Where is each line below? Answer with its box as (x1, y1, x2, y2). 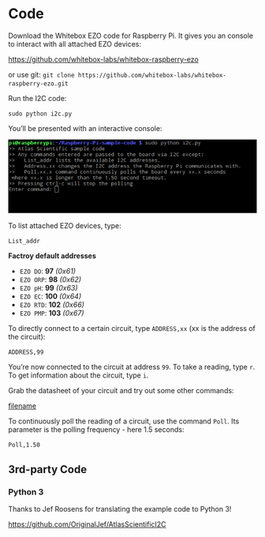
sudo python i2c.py (8, 110, 73, 118)
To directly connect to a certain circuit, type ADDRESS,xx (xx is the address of (8, 324, 256, 333)
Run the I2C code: (8, 93, 67, 103)
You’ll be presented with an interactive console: (8, 123, 162, 133)
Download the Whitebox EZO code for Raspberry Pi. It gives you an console (8, 31, 254, 40)
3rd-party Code (8, 463, 88, 476)
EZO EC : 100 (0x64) (19, 291, 81, 301)
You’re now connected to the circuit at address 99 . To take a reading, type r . (8, 362, 256, 372)
